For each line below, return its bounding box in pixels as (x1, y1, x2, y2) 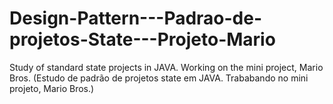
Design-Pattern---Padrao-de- (9, 7, 263, 30)
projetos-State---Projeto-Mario (9, 28, 276, 51)
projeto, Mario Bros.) (9, 82, 95, 94)
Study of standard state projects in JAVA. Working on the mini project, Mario (9, 61, 324, 73)
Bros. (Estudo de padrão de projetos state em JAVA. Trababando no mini (9, 72, 309, 84)
